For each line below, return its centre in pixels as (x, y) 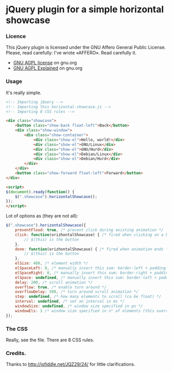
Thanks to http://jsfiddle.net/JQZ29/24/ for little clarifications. (71, 364)
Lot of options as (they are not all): (42, 216)
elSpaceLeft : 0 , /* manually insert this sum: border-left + (81, 268)
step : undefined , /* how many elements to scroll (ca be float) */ (88, 297)
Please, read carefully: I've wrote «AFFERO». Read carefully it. (71, 53)
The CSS (17, 329)
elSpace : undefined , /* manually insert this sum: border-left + (86, 277)
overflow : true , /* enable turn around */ (61, 287)
